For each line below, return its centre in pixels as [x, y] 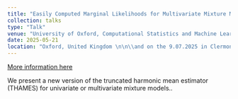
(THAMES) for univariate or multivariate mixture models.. [90, 88]
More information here [40, 67]
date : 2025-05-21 [33, 40]
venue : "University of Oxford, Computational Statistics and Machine [112, 34]
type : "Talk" [27, 27]
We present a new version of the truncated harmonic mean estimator [108, 81]
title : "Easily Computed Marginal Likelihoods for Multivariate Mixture [117, 14]
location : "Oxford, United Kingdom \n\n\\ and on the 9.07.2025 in [107, 47]
